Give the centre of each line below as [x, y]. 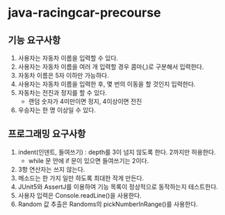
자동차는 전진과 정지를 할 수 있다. [62, 93]
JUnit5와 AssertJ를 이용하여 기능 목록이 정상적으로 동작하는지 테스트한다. [118, 187]
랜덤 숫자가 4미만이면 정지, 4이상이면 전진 [85, 101]
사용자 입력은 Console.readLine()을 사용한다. [80, 195]
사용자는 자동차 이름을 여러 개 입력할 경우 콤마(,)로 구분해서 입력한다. [111, 67]
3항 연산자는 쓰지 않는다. [51, 169]
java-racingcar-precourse [85, 13]
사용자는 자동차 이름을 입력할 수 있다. [68, 58]
